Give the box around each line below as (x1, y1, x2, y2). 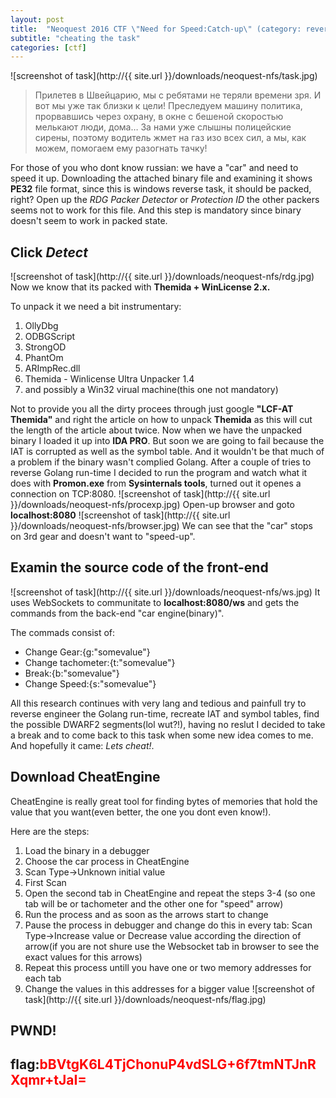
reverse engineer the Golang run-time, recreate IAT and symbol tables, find (10, 707, 320, 720)
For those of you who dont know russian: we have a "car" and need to (10, 162, 299, 174)
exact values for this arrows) (24, 951, 143, 963)
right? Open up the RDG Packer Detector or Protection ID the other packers (10, 194, 320, 206)
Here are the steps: (10, 825, 90, 837)
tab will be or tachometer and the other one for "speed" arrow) (24, 897, 284, 910)
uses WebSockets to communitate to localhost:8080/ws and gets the (10, 596, 300, 608)
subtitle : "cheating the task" (10, 33, 141, 43)
